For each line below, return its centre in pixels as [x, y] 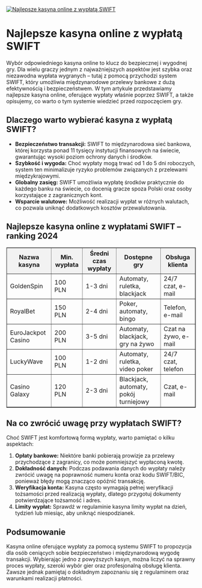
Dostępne [138, 257]
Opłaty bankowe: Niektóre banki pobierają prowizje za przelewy [95, 456]
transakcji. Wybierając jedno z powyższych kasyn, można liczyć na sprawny [101, 559]
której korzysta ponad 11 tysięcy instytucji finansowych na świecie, [97, 150]
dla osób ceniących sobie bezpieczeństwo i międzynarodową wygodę [93, 553]
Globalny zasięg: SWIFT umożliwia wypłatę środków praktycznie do [99, 182]
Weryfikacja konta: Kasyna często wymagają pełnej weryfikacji [94, 488]
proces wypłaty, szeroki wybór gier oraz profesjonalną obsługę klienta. [94, 566]
